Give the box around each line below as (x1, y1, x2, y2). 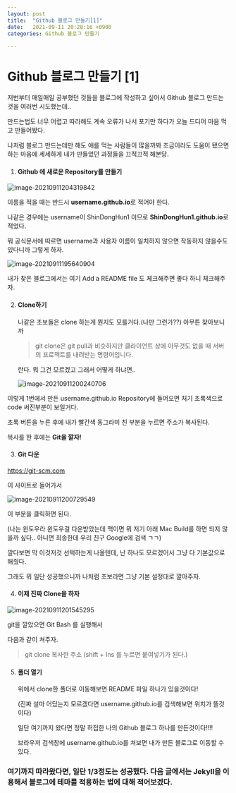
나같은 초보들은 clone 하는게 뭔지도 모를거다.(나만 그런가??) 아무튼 (17, 317, 201, 326)
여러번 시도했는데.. (20, 102, 72, 111)
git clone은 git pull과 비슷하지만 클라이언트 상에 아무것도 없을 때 (35, 341, 211, 350)
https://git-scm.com (7, 466, 66, 475)
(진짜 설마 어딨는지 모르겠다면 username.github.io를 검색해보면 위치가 (17, 700, 212, 708)
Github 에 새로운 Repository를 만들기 (17, 167, 123, 176)
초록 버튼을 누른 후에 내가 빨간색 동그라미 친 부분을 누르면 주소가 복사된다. (7, 418, 210, 426)
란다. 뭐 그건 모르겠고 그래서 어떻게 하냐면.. (17, 365, 136, 374)
